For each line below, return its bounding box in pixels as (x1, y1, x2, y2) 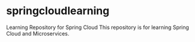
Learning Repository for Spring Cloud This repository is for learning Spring (6, 24, 190, 31)
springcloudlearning (6, 4, 110, 18)
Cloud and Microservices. (6, 30, 70, 37)
